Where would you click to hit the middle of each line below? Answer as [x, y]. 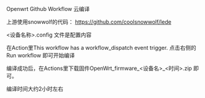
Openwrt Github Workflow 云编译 [48, 9]
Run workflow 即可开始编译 [41, 55]
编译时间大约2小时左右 [35, 89]
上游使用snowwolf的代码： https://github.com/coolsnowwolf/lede [89, 22]
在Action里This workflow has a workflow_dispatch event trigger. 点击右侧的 [101, 48]
